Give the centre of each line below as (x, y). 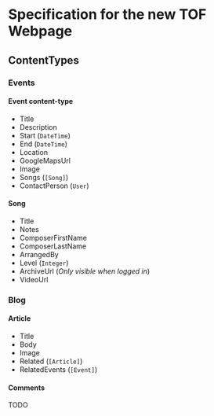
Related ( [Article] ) (51, 361)
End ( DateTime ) (44, 144)
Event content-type (41, 101)
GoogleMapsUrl (45, 160)
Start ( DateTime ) (45, 135)
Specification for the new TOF (107, 15)
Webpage (40, 31)
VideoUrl (34, 279)
